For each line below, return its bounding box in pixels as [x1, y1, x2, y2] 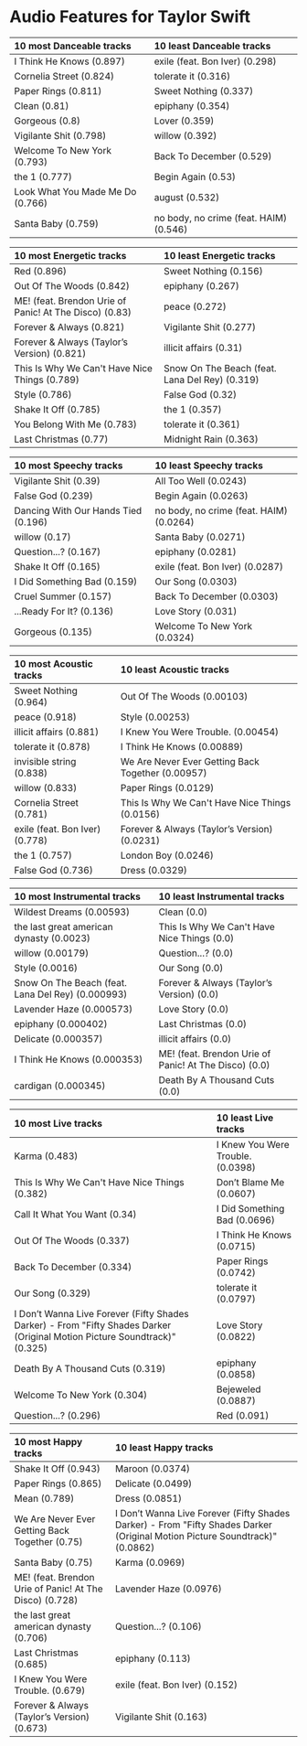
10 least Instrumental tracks [158, 890, 285, 903]
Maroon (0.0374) [114, 1462, 190, 1474]
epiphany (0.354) [153, 99, 230, 112]
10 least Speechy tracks [154, 459, 263, 472]
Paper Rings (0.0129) [120, 781, 215, 794]
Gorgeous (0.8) [14, 114, 80, 127]
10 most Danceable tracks [14, 39, 132, 52]
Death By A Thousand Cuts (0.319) [14, 1362, 166, 1375]
